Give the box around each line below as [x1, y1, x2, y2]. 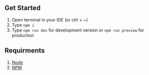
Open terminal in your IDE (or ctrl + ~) [11, 17, 88, 22]
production [11, 32, 34, 38]
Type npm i [11, 22, 35, 28]
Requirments [4, 46, 45, 55]
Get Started [4, 4, 41, 12]
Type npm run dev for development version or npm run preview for [11, 27, 145, 33]
